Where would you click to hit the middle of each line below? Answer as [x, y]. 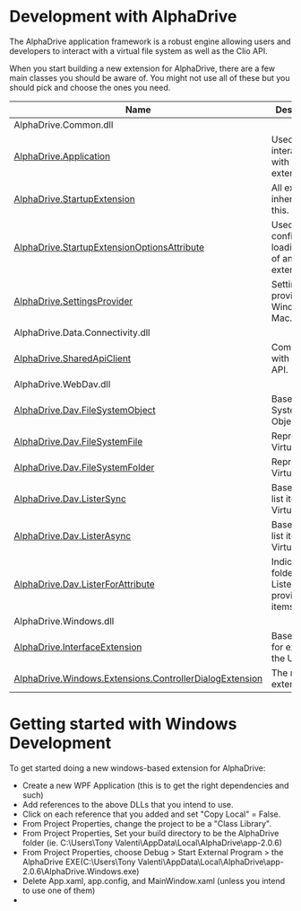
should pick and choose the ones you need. [90, 87]
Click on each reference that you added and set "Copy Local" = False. [151, 814]
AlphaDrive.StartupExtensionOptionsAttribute [109, 247]
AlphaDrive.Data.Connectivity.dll [82, 332]
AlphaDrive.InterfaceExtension [78, 647]
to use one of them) [59, 890]
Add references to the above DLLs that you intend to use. [128, 804]
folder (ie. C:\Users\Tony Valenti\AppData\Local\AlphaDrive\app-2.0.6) [152, 843]
